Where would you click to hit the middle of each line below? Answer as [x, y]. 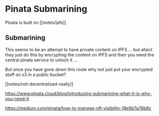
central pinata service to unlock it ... [41, 60]
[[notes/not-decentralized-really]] [39, 84]
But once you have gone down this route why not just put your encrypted [79, 69]
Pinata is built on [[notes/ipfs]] [36, 22]
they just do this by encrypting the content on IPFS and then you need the [80, 55]
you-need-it [17, 98]
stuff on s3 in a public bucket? [36, 75]
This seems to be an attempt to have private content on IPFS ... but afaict [79, 49]
